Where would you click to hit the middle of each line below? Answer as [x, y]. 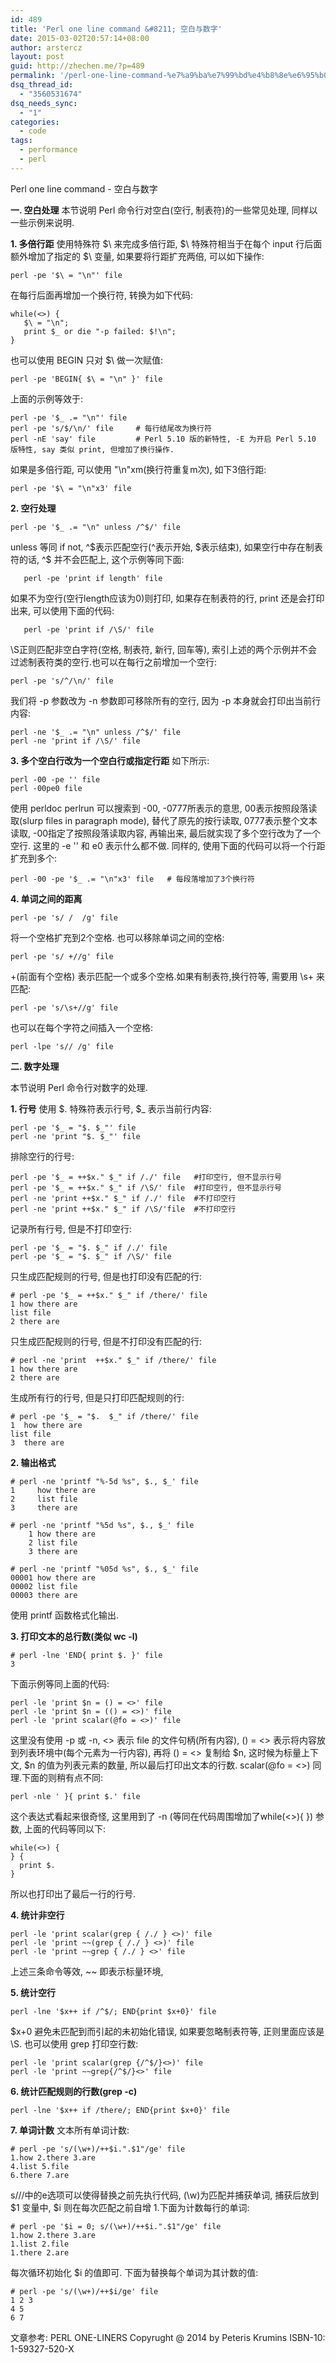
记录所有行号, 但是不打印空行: [71, 1228]
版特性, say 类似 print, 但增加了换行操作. [92, 449]
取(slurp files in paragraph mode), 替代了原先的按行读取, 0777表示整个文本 [164, 820]
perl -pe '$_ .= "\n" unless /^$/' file [96, 527]
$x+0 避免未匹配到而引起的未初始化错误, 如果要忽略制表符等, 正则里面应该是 [167, 2031]
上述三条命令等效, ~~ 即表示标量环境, [87, 1971]
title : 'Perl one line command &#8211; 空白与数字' [116, 29]
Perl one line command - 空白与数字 [84, 188]
